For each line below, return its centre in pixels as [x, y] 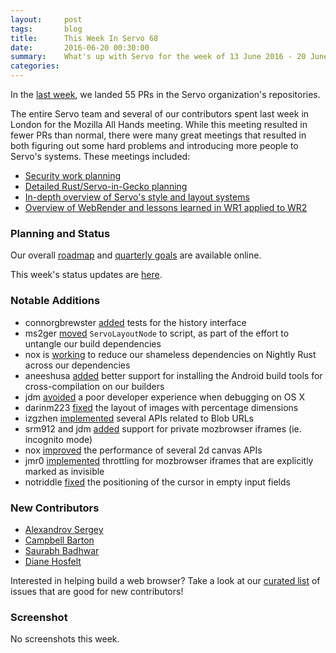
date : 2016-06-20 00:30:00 [80, 47]
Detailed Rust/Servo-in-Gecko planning [106, 186]
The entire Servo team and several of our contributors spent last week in [160, 114]
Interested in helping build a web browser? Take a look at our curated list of [165, 580]
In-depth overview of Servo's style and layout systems [137, 197]
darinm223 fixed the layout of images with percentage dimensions [161, 407]
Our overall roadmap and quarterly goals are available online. [136, 255]
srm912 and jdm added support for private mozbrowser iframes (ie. [163, 428]
